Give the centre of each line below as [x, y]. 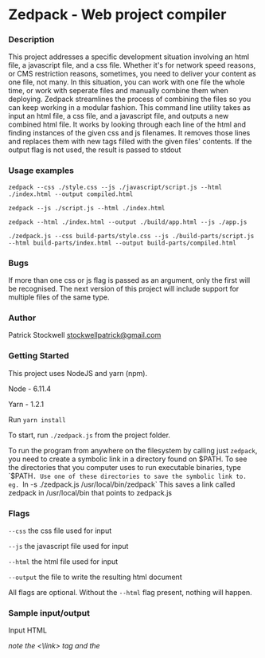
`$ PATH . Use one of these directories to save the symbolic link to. [127, 476]
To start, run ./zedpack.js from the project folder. [90, 435]
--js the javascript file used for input [68, 546]
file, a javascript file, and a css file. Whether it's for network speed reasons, [132, 65]
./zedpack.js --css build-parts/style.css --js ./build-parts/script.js [131, 236]
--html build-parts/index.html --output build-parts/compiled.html [123, 243]
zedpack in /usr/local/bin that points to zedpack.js [90, 492]
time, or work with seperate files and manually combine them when [118, 91]
